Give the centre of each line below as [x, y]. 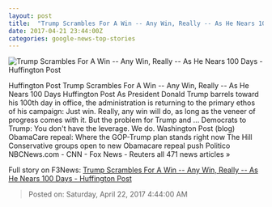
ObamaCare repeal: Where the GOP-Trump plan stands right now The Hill [130, 137]
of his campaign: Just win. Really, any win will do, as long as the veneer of [132, 112]
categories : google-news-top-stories [72, 38]
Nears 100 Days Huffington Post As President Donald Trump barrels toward [134, 95]
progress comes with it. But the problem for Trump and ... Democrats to [127, 120]
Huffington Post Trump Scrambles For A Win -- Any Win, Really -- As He [129, 86]
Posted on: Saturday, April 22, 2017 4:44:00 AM [108, 194]
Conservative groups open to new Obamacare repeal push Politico [119, 146]
